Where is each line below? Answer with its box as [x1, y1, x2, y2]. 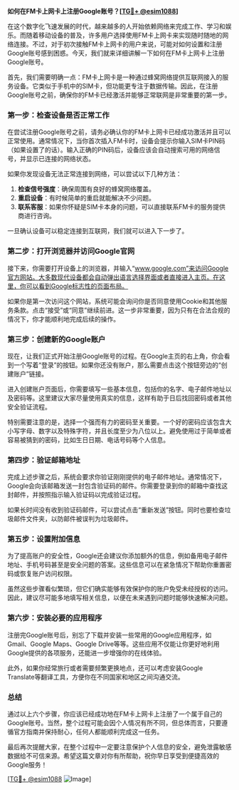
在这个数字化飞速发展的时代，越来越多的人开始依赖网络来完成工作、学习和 [7, 22, 225, 31]
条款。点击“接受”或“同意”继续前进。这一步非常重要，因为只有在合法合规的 [13, 306, 230, 314]
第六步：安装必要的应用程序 [7, 613, 102, 623]
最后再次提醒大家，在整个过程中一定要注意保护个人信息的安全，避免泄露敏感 [7, 743, 232, 751]
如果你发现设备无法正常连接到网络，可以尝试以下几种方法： [7, 170, 182, 178]
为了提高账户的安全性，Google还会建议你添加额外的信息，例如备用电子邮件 [7, 552, 228, 560]
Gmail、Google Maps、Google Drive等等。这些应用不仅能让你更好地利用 [7, 640, 221, 648]
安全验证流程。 [7, 402, 51, 411]
